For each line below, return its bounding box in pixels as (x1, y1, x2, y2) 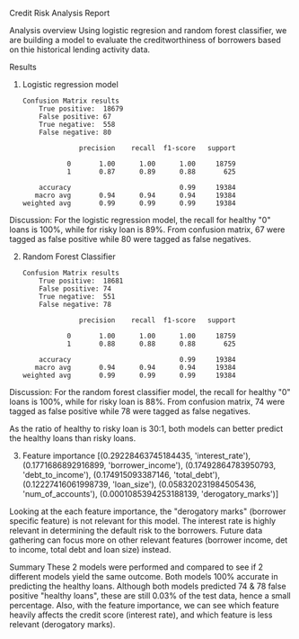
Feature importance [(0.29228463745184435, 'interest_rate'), (22, 450, 251, 461)
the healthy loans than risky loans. (9, 433, 136, 444)
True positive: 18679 (39, 104, 124, 113)
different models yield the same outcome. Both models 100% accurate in (9, 571, 278, 581)
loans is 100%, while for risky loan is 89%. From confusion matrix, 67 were (9, 224, 286, 235)
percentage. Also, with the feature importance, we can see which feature (9, 600, 280, 610)
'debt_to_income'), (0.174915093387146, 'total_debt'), (22, 470, 221, 480)
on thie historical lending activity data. (9, 44, 151, 55)
